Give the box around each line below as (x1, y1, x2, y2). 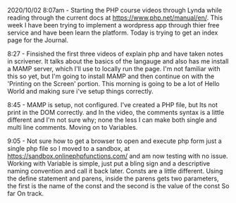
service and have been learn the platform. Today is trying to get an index (7, 28, 218, 37)
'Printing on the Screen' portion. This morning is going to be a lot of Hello (7, 80, 220, 87)
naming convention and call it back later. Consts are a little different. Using (7, 167, 223, 175)
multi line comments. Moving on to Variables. (7, 123, 138, 131)
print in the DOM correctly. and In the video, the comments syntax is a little (7, 109, 225, 116)
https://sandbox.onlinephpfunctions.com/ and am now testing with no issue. (7, 152, 228, 160)
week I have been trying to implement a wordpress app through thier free (7, 21, 220, 29)
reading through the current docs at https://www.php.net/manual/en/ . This (7, 13, 223, 22)
